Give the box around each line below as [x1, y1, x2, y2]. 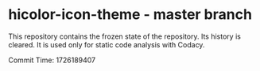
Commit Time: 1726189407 [8, 55, 96, 65]
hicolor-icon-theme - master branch [8, 6, 253, 24]
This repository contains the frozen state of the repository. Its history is [8, 32, 241, 41]
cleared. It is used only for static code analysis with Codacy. [8, 39, 205, 49]
